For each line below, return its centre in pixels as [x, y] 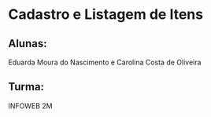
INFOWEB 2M [30, 106]
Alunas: [28, 44]
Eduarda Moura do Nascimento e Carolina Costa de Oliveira [105, 62]
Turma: [26, 87]
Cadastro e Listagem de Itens [105, 15]
